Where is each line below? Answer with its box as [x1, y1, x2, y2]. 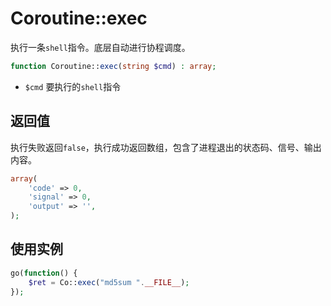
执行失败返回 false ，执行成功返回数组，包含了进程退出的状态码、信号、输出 [10, 141, 322, 153]
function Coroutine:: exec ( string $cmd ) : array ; [10, 61, 217, 71]
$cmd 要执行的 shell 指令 [24, 80, 122, 92]
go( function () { [10, 268, 78, 278]
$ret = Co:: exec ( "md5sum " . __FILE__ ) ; [28, 277, 190, 287]
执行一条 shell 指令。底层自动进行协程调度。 [10, 41, 191, 53]
